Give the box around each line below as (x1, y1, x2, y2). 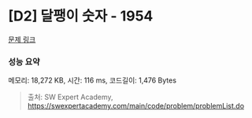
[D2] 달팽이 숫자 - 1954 (8, 7, 154, 25)
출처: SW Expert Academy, (27, 92, 113, 102)
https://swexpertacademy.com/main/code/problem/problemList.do (27, 101, 245, 111)
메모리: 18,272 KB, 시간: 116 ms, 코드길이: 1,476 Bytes (8, 76, 177, 85)
